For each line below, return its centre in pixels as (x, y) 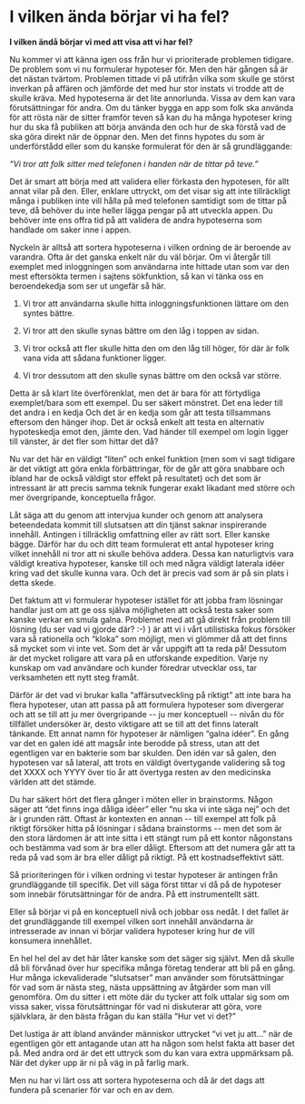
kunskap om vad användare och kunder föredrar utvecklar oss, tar (133, 667)
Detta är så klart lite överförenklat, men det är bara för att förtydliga (135, 393)
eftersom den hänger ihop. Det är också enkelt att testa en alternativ (137, 422)
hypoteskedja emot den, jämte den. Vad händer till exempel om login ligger (149, 431)
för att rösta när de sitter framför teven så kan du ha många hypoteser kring (151, 117)
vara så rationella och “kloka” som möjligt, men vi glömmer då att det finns (148, 638)
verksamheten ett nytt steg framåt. (74, 677)
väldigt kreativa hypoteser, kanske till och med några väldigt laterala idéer (147, 563)
